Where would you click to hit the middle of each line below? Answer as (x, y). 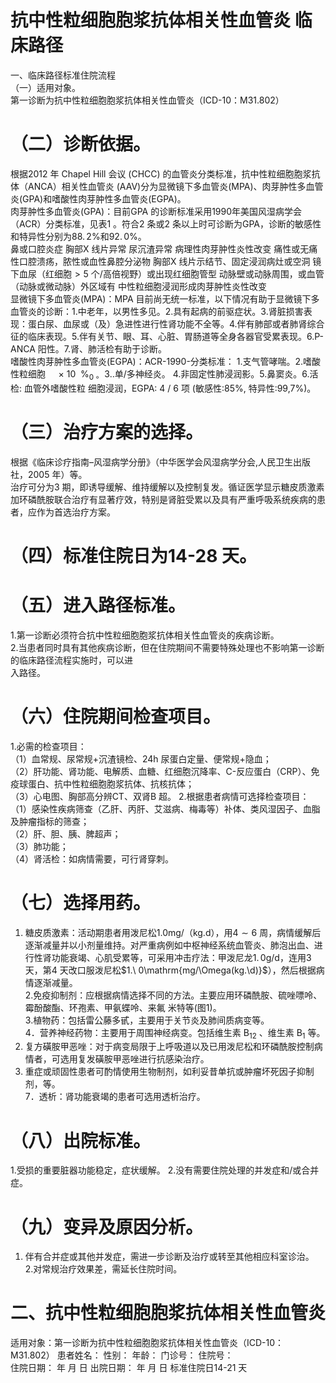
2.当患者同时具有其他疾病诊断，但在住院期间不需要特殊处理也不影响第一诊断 (167, 647)
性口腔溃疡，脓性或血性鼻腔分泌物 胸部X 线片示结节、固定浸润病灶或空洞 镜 (166, 261)
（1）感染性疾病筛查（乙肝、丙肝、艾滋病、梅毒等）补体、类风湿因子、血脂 (165, 808)
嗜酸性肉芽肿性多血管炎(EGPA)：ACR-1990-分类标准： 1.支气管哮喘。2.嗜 (161, 361)
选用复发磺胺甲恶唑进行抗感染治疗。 (134, 1059)
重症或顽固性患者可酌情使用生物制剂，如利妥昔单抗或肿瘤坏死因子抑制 (169, 1072)
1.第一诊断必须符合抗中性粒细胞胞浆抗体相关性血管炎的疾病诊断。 (145, 635)
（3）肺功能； (39, 846)
